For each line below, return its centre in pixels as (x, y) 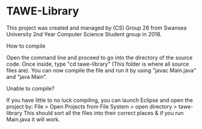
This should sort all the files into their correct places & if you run (103, 113)
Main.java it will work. (33, 119)
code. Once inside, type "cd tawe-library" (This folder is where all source (98, 64)
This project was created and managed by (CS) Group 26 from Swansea (96, 28)
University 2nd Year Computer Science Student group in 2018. (84, 34)
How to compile (26, 46)
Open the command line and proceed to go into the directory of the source (99, 57)
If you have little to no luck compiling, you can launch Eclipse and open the (99, 100)
